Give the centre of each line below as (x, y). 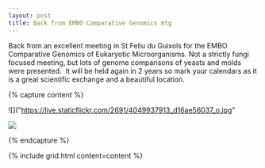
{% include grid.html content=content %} (76, 155)
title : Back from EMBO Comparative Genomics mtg (90, 23)
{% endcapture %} (39, 140)
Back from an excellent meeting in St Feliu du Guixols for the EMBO (118, 45)
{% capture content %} (46, 94)
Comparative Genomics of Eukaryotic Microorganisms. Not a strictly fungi (129, 54)
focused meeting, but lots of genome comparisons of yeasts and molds (125, 62)
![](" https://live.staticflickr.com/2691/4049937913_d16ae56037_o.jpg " (122, 110)
